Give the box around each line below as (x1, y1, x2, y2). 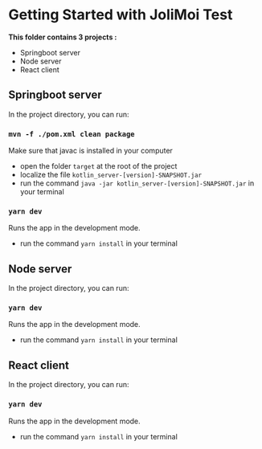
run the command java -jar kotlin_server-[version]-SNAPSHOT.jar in (19, 178, 255, 188)
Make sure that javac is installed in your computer (8, 146, 173, 156)
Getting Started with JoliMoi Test (8, 6, 233, 24)
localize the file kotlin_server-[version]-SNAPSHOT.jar (19, 170, 203, 180)
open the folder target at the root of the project (19, 161, 178, 171)
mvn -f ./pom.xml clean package (8, 129, 135, 138)
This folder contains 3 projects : (8, 32, 117, 42)
